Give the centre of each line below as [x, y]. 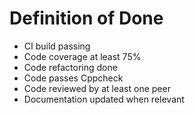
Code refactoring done [70, 67]
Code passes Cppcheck [73, 78]
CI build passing [57, 46]
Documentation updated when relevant [104, 99]
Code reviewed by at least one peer [97, 88]
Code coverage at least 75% [82, 56]
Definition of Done [86, 18]
